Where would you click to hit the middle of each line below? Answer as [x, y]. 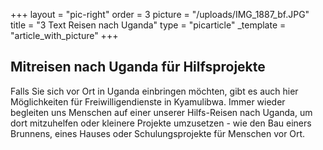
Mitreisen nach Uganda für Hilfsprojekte [138, 67]
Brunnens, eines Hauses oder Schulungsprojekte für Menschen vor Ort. [158, 133]
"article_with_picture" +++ [64, 35]
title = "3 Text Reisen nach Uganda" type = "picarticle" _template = [148, 25]
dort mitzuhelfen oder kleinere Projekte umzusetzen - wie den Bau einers [161, 123]
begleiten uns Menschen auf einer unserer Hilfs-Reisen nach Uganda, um [161, 112]
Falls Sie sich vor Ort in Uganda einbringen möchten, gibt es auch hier [154, 91]
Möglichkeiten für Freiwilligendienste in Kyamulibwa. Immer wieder [148, 101]
